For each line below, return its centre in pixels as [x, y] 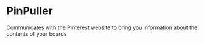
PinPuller [30, 11]
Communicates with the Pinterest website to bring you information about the [102, 27]
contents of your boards [37, 33]
